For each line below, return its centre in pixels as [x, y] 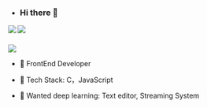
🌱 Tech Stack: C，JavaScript [66, 80]
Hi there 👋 [39, 13]
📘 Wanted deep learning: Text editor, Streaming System [109, 96]
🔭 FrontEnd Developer [55, 64]
